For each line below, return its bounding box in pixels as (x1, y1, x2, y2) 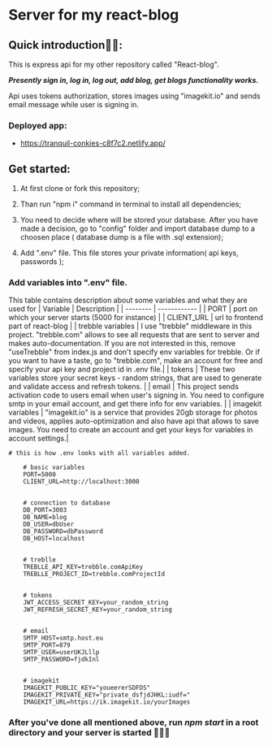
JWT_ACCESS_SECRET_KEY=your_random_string (23, 599, 169, 607)
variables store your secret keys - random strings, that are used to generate (8, 373, 262, 383)
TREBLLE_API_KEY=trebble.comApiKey (23, 563, 144, 571)
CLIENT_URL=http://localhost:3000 (23, 478, 140, 486)
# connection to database (23, 499, 111, 507)
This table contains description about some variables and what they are (8, 295, 248, 306)
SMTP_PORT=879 (23, 641, 71, 649)
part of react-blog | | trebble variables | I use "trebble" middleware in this (8, 321, 253, 331)
